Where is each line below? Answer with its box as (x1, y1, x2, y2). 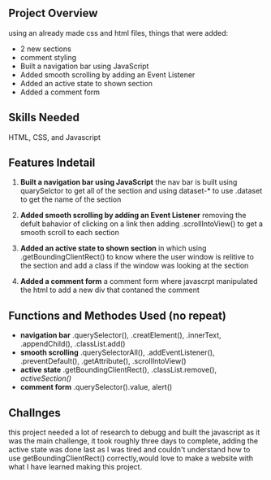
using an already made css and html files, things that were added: (8, 28, 229, 37)
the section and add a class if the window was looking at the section (19, 260, 249, 271)
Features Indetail (8, 156, 96, 170)
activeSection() (19, 373, 71, 383)
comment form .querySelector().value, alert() (19, 382, 173, 392)
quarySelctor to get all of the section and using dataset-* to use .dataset (19, 186, 263, 196)
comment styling (19, 52, 77, 62)
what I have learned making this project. (8, 462, 143, 472)
